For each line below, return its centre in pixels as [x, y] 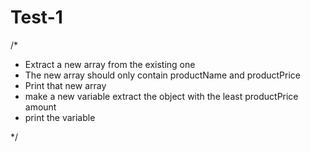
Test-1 [36, 17]
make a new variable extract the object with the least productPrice [161, 96]
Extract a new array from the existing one [110, 64]
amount [40, 107]
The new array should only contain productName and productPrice [162, 75]
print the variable [60, 117]
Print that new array [65, 85]
